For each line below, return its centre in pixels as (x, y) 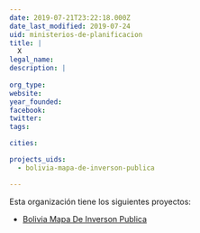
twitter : (26, 118)
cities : (24, 144)
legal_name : (32, 60)
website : (26, 93)
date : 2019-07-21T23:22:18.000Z (70, 18)
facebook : (28, 110)
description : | (38, 69)
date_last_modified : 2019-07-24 (70, 26)
